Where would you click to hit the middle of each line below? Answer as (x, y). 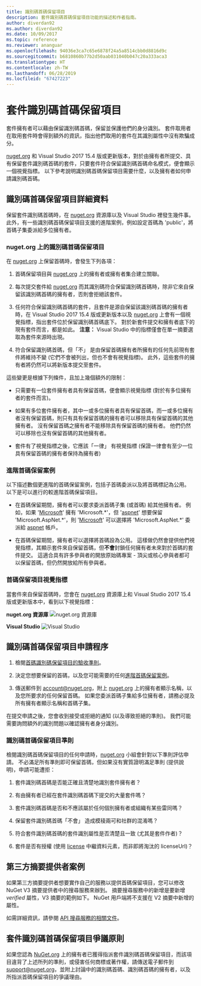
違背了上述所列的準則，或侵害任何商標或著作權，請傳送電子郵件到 (92, 961)
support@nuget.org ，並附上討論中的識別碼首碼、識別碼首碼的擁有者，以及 (98, 969)
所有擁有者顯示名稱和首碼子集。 (54, 703)
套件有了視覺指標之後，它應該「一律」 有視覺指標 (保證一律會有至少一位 (104, 446)
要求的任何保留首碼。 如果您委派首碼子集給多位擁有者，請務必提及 (113, 695)
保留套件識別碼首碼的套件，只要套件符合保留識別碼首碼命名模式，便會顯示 (103, 163)
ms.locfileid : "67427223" (38, 79)
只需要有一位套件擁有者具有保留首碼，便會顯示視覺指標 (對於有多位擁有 (103, 391)
